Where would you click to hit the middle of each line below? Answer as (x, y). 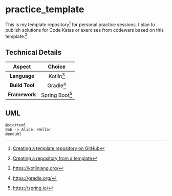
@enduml (14, 134)
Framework (22, 95)
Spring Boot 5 (57, 95)
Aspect (22, 67)
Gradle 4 (57, 85)
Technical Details (34, 52)
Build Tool (22, 85)
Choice (57, 67)
